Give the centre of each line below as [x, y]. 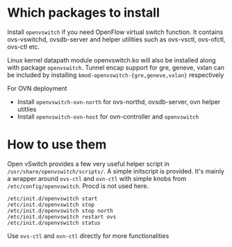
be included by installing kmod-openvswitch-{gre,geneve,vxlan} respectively [116, 75]
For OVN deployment [37, 88]
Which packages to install [83, 13]
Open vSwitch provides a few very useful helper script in [89, 164]
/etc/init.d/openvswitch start [52, 198]
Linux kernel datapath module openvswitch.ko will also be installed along [112, 60]
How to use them [57, 145]
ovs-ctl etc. [24, 46]
